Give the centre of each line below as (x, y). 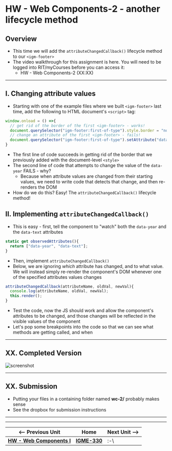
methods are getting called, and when (53, 332)
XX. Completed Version (44, 353)
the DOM (48, 187)
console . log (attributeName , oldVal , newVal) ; (59, 291)
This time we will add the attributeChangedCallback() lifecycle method (87, 51)
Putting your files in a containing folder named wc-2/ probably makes (86, 399)
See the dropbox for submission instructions (59, 409)
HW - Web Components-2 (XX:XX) (57, 73)
